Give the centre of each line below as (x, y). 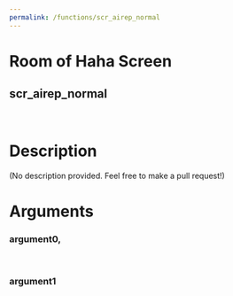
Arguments (52, 211)
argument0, (35, 238)
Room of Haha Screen (91, 61)
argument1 (33, 281)
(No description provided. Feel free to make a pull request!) (117, 175)
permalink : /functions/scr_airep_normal (85, 17)
